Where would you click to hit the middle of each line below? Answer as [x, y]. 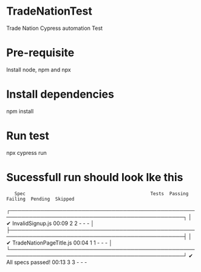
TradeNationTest [49, 11]
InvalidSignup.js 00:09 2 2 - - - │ [53, 223]
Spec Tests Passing [101, 193]
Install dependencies [60, 94]
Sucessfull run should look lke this [95, 177]
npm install [20, 111]
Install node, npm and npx [39, 70]
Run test [28, 136]
